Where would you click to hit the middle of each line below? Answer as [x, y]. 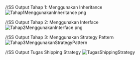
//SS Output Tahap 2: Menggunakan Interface [52, 22]
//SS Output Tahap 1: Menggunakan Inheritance [54, 7]
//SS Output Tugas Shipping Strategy [43, 52]
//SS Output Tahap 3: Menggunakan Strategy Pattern [59, 37]
